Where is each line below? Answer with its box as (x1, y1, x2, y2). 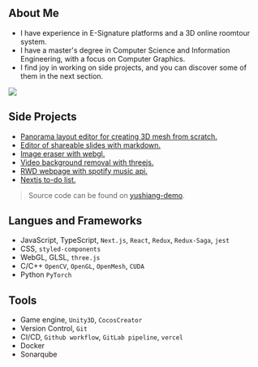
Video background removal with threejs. (19, 158, 154, 167)
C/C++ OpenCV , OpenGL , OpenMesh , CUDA (19, 261, 144, 271)
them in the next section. (19, 71, 104, 80)
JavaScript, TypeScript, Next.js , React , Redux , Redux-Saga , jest (19, 235, 230, 245)
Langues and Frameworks (8, 214, 143, 228)
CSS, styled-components (19, 244, 101, 254)
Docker (19, 341, 45, 351)
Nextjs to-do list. (19, 175, 76, 184)
